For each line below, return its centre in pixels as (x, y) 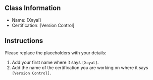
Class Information (33, 8)
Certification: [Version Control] (43, 25)
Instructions (24, 41)
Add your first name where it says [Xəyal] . (55, 62)
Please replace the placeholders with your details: (56, 53)
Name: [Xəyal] (26, 20)
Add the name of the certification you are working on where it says (80, 67)
